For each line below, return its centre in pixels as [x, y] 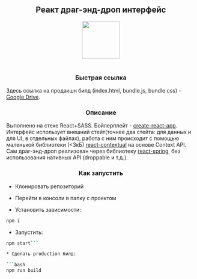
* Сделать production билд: [41, 254]
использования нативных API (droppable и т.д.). [67, 158]
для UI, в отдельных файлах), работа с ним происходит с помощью [93, 138]
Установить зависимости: [48, 209]
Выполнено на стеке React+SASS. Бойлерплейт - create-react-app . [92, 126]
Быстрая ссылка [101, 78]
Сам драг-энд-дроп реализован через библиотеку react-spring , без [93, 151]
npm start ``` [23, 243]
